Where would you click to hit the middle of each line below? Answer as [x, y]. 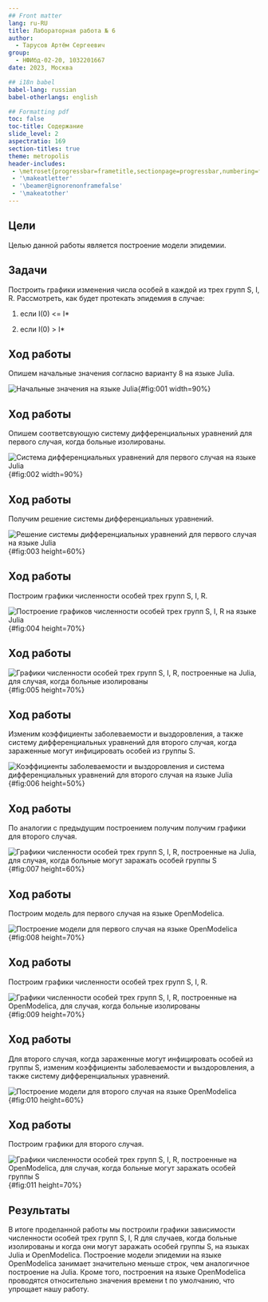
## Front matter [35, 16]
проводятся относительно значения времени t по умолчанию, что [122, 1280]
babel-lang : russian [43, 90]
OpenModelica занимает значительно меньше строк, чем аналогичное [129, 1264]
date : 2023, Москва [41, 68]
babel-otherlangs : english [53, 97]
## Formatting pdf [39, 112]
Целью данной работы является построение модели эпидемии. [117, 245]
